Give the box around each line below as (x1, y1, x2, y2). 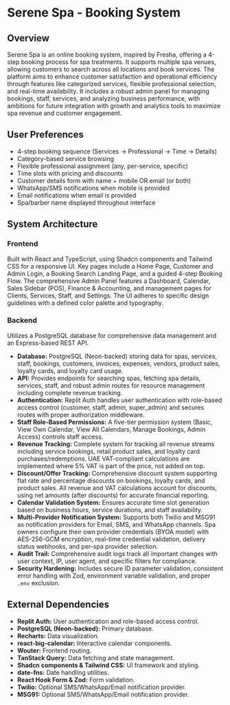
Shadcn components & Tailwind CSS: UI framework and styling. (16, 661, 200, 669)
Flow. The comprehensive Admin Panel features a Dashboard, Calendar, (7, 277, 211, 285)
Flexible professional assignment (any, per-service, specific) (16, 162, 189, 170)
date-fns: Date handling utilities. (16, 668, 110, 676)
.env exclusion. (16, 578, 60, 587)
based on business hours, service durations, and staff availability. (16, 505, 203, 514)
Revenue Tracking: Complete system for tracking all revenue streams (16, 439, 215, 448)
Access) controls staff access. (16, 432, 104, 441)
